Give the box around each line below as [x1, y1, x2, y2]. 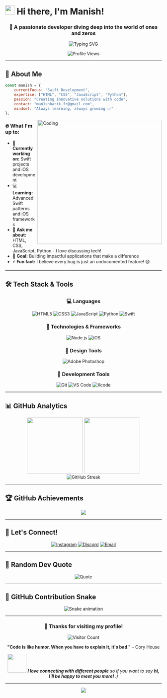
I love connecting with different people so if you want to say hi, [27, 668, 160, 674]
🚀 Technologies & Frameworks [46, 323, 121, 330]
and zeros [71, 30, 96, 37]
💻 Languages [66, 298, 101, 305]
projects [12, 161, 30, 167]
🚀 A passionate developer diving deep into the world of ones [9, 24, 158, 31]
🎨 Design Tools [65, 347, 102, 354]
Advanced [12, 195, 34, 201]
